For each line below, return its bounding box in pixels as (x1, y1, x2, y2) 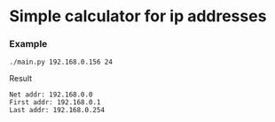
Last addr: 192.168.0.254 (9, 106, 105, 115)
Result (9, 73, 33, 84)
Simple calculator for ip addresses (9, 6, 267, 27)
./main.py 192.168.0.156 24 (9, 57, 114, 67)
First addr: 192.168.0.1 (9, 98, 101, 107)
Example (9, 38, 48, 50)
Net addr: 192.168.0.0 (9, 90, 93, 99)
